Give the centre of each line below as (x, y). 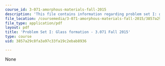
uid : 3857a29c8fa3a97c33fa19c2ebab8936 (46, 41)
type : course (18, 37)
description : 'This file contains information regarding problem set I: (81, 14)
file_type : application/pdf (34, 23)
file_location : (21, 18)
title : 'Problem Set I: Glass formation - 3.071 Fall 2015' (68, 32)
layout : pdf (17, 28)
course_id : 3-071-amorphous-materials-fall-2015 (56, 9)
